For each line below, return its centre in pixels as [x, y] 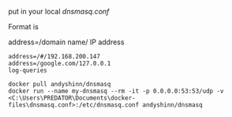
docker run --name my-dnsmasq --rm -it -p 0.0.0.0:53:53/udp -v [116, 91]
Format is [24, 26]
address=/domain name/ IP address [66, 42]
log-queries [28, 70]
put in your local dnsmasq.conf [59, 11]
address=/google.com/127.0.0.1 [60, 63]
